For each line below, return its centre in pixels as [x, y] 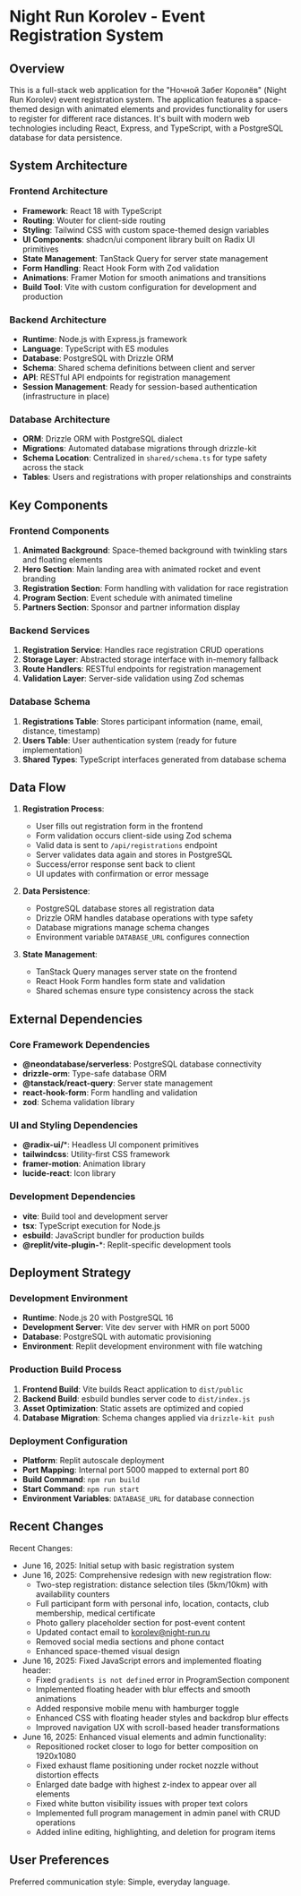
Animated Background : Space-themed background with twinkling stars [155, 550]
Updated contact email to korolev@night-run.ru [123, 1632]
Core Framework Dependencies [80, 1044]
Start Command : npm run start [81, 1488]
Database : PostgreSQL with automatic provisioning [117, 1337]
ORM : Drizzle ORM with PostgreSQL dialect [102, 439]
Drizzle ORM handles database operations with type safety [144, 918]
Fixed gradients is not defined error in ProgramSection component [162, 1679]
